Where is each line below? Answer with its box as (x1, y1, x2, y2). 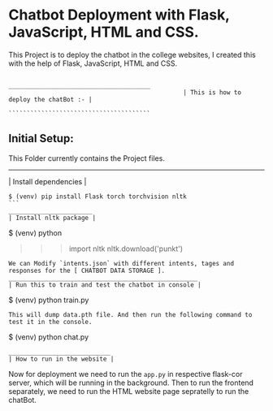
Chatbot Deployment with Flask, (8, 6, 230, 24)
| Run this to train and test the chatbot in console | (8, 280, 201, 289)
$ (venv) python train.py (8, 295, 89, 305)
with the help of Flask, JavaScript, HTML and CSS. (8, 58, 178, 68)
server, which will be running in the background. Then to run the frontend (8, 378, 254, 387)
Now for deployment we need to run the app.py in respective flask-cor (8, 369, 243, 379)
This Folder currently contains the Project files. (8, 153, 165, 163)
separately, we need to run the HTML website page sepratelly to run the (8, 386, 249, 396)
